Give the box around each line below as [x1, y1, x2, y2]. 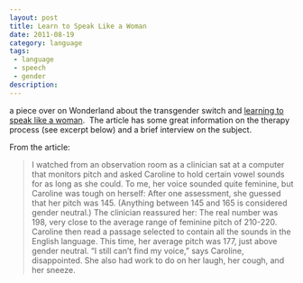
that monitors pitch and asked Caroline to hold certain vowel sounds [31, 169, 285, 179]
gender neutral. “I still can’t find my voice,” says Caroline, [31, 245, 244, 256]
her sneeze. [31, 264, 76, 275]
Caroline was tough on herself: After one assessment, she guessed [31, 187, 281, 198]
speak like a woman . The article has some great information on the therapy [9, 114, 290, 125]
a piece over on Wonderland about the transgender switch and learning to [9, 105, 284, 115]
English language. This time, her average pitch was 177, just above [31, 235, 278, 246]
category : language [9, 38, 83, 48]
